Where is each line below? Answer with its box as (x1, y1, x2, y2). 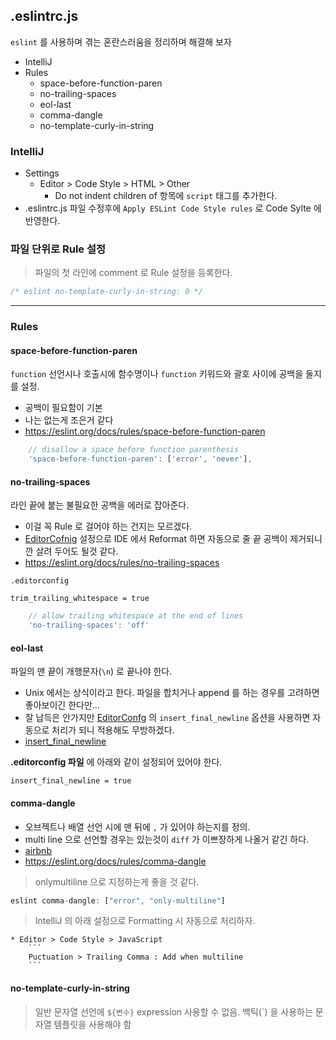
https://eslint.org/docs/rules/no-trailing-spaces (24, 557, 220, 569)
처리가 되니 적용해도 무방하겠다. (51, 724, 175, 736)
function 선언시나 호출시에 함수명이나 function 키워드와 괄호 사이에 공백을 (10, 368, 304, 380)
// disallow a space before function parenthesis (28, 445, 240, 455)
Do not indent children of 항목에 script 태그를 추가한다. (54, 190, 278, 202)
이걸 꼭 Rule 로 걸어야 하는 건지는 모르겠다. (24, 520, 193, 533)
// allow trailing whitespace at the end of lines (28, 611, 244, 621)
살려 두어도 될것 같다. (35, 545, 119, 558)
